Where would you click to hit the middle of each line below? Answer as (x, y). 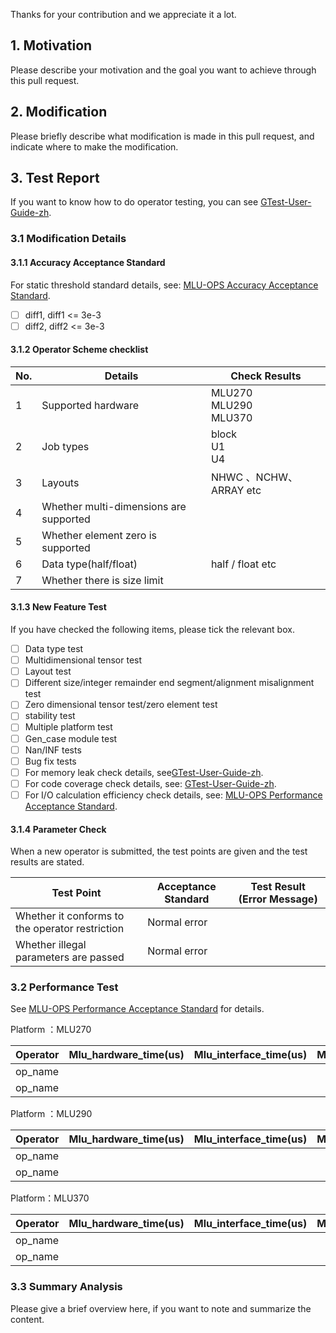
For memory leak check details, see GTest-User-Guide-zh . (144, 772)
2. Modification (59, 112)
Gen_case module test (71, 738)
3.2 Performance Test (64, 987)
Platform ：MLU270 (51, 1030)
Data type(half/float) (89, 564)
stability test (50, 716)
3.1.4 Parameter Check (58, 829)
